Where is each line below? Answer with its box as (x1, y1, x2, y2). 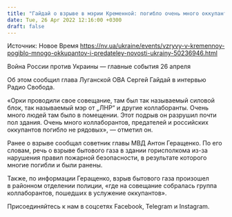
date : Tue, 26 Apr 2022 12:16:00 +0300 (7, 17, 122, 23)
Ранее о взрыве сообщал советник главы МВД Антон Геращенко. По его (7, 139, 222, 147)
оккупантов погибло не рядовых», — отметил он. (7, 125, 153, 134)
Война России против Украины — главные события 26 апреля (7, 63, 191, 71)
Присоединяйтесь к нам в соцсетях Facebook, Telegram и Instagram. (7, 203, 210, 211)
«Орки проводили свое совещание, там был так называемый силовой (7, 96, 215, 105)
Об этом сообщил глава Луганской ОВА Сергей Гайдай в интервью (7, 76, 206, 84)
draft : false (7, 23, 45, 30)
